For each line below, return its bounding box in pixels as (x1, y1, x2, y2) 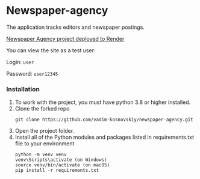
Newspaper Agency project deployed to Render (6, 35, 125, 42)
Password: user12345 (6, 70, 58, 77)
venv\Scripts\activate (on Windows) (14, 157, 107, 163)
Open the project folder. (14, 127, 75, 135)
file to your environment (14, 140, 75, 147)
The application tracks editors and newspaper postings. (6, 23, 145, 31)
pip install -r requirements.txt (14, 168, 99, 174)
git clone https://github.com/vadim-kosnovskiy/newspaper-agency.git (14, 117, 194, 123)
